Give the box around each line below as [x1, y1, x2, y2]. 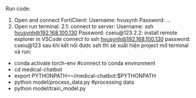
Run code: [5, 5, 31, 12]
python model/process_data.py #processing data [14, 78, 134, 86]
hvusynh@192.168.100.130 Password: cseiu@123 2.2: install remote [14, 29, 178, 36]
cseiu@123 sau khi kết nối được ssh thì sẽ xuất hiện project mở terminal [14, 42, 189, 49]
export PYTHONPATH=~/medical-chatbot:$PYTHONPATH [14, 72, 156, 79]
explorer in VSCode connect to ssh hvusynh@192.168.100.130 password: [14, 36, 191, 42]
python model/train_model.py [14, 85, 86, 91]
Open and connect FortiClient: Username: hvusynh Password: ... [14, 17, 171, 23]
